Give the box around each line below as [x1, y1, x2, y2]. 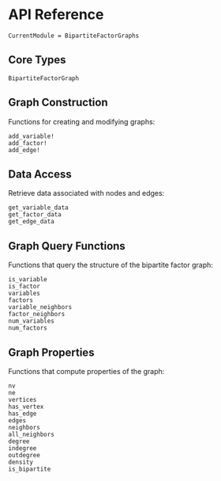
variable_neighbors [8, 303, 73, 311]
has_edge [8, 410, 37, 418]
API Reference [8, 6, 104, 24]
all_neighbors [8, 430, 55, 438]
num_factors [8, 324, 47, 332]
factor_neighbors [8, 311, 66, 319]
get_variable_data [8, 204, 69, 212]
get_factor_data [8, 211, 62, 219]
